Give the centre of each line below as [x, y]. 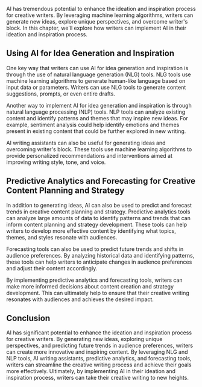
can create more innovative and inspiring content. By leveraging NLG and [97, 352]
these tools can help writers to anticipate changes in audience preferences [99, 262]
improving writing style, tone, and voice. [56, 162]
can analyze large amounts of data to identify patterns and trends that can [99, 218]
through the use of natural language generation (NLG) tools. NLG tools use [99, 74]
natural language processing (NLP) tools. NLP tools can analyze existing [96, 112]
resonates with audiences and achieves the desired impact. [80, 299]
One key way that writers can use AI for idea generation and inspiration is [97, 68]
